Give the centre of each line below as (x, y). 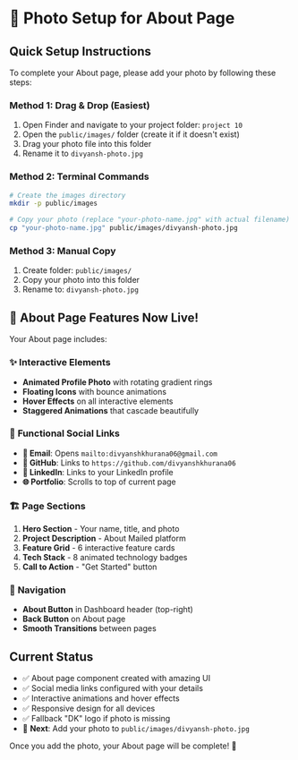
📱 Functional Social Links (65, 433)
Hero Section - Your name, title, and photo (101, 529)
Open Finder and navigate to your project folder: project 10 (132, 125)
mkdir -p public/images (54, 204)
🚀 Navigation (38, 590)
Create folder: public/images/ (77, 270)
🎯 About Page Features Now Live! (104, 317)
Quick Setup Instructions (81, 51)
